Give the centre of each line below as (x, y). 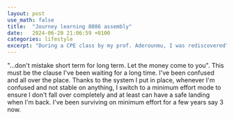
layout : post (26, 13)
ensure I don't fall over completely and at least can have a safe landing (109, 95)
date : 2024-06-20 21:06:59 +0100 (59, 33)
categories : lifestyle (40, 39)
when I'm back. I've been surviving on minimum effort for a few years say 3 (116, 102)
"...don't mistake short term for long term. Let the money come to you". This (116, 65)
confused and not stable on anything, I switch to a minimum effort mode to (114, 88)
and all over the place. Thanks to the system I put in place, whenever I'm (111, 80)
